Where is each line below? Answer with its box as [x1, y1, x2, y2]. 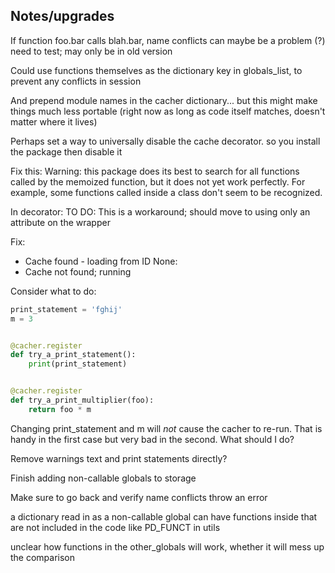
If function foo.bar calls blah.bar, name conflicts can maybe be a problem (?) [10, 34, 326, 46]
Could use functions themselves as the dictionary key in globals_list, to [10, 64, 303, 76]
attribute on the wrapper [10, 216, 111, 228]
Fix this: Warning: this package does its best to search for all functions [10, 165, 300, 177]
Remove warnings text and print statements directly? [10, 452, 228, 464]
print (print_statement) [28, 359, 128, 369]
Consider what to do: [10, 285, 97, 297]
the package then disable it [10, 145, 123, 158]
